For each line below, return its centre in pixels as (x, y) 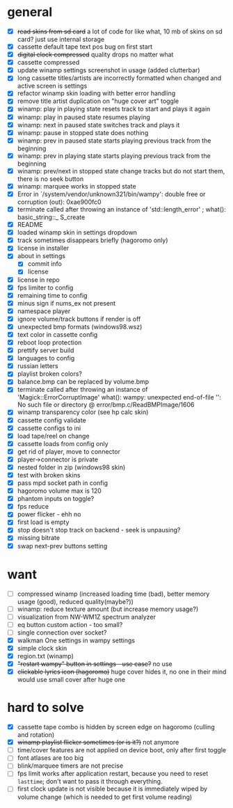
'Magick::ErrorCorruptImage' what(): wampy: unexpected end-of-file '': (119, 397)
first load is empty (43, 522)
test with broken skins (49, 475)
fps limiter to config (45, 287)
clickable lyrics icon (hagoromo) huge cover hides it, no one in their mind (122, 672)
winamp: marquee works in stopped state (77, 186)
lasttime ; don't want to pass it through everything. (90, 782)
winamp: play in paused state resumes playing (84, 117)
